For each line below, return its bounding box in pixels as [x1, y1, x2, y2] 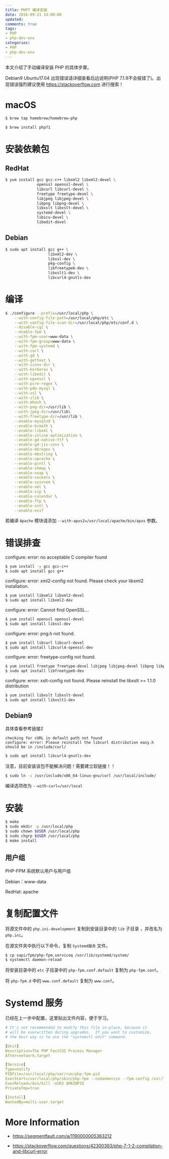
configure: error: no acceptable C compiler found [5, 554, 107, 561]
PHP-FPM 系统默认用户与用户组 [5, 868, 71, 874]
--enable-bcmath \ [14, 423, 53, 428]
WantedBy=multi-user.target [5, 1099, 64, 1104]
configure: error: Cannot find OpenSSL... [5, 607, 90, 613]
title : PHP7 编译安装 [5, 7, 48, 13]
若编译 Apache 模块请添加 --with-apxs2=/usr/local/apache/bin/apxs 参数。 [5, 518, 160, 524]
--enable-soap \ [14, 470, 49, 475]
